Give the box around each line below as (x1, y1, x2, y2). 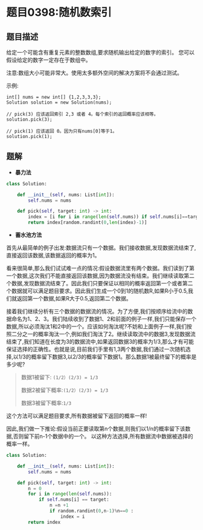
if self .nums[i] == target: (38, 497, 110, 503)
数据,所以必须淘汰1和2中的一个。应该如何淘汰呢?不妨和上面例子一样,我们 (6, 323, 187, 330)
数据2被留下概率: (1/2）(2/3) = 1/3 (21, 386, 109, 394)
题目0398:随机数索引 (6, 5, 112, 19)
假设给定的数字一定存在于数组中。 (6, 56, 91, 64)
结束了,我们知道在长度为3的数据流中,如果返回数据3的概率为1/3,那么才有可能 (6, 338, 195, 345)
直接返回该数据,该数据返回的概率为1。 (6, 252, 100, 259)
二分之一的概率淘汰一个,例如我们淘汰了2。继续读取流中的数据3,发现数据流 (11, 331, 196, 338)
